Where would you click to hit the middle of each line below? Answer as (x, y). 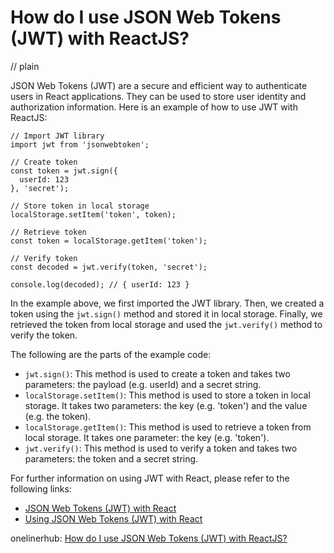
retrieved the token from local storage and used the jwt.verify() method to (166, 324)
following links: (41, 488)
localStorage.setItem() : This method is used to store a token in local (167, 395)
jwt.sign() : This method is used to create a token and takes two (157, 373)
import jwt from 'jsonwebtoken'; (80, 144)
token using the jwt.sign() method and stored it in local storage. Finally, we (166, 313)
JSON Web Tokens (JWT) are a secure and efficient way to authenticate (159, 85)
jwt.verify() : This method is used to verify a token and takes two (161, 448)
